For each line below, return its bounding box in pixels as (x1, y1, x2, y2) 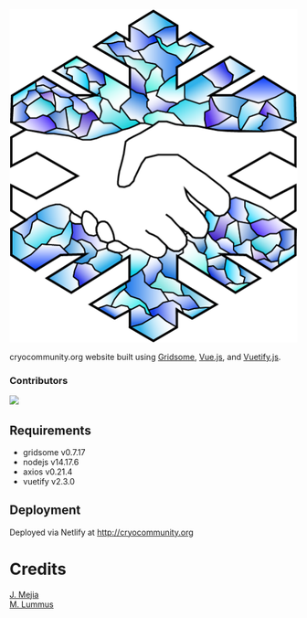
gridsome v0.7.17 (22, 446, 86, 457)
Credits (9, 559, 67, 580)
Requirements (9, 422, 91, 438)
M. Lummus (9, 599, 55, 610)
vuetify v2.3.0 (22, 475, 75, 486)
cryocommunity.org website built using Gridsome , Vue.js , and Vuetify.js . (9, 351, 281, 362)
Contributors (9, 374, 69, 387)
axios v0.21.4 (22, 466, 73, 477)
